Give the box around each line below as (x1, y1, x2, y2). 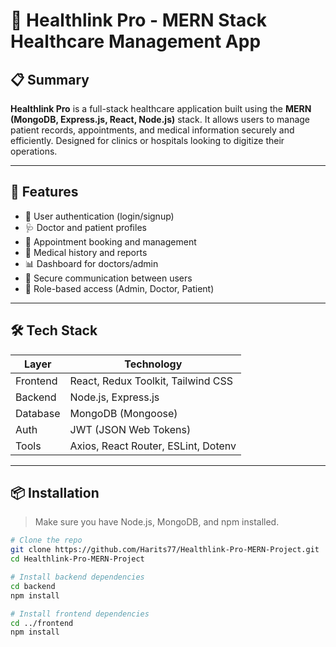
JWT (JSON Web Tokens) (69, 422, 192, 436)
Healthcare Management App (10, 30, 262, 53)
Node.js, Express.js (69, 390, 160, 404)
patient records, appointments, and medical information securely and (10, 124, 295, 136)
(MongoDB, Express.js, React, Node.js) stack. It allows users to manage (10, 114, 311, 125)
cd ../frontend (10, 618, 74, 628)
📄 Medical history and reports (24, 246, 148, 258)
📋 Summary (10, 71, 90, 88)
